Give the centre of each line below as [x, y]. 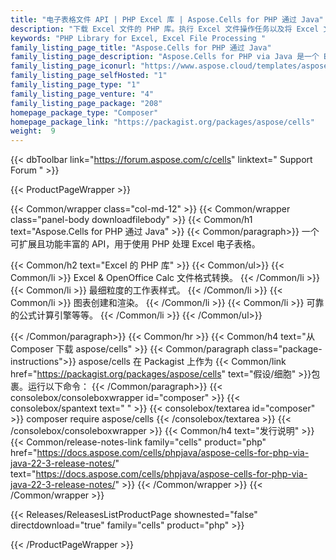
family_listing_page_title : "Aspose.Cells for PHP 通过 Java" [141, 47]
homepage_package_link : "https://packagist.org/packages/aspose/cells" [162, 122]
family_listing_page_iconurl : [73, 66]
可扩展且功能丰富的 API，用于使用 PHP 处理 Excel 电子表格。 [135, 244]
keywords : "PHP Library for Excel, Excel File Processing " [138, 38]
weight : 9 [33, 131]
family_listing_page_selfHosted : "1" [89, 76]
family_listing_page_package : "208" [86, 103]
